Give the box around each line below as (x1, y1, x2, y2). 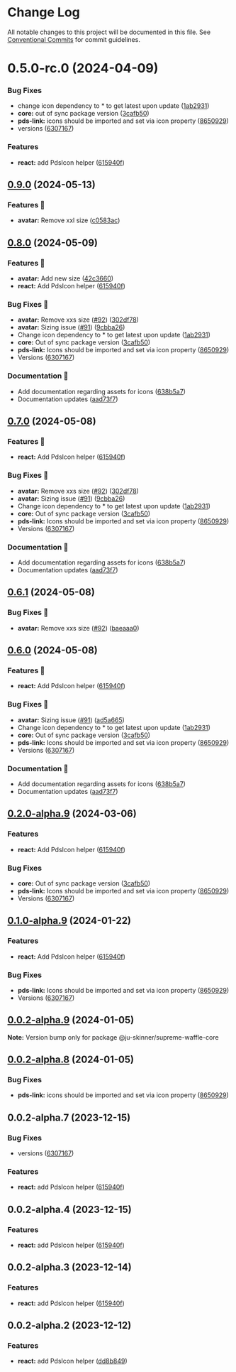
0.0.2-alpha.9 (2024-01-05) (7, 1014, 135, 1026)
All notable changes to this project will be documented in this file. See (7, 28, 211, 36)
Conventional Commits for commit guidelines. (7, 35, 140, 43)
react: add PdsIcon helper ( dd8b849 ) (17, 1357, 128, 1366)
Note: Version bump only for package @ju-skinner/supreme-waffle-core (7, 1033, 219, 1041)
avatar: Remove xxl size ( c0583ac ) (17, 216, 120, 224)
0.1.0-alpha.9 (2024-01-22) (7, 915, 132, 927)
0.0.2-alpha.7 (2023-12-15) (7, 1111, 131, 1123)
